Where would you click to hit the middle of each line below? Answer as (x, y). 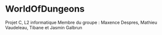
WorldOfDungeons (45, 9)
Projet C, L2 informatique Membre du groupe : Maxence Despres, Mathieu (81, 22)
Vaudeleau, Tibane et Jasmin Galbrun (44, 27)
